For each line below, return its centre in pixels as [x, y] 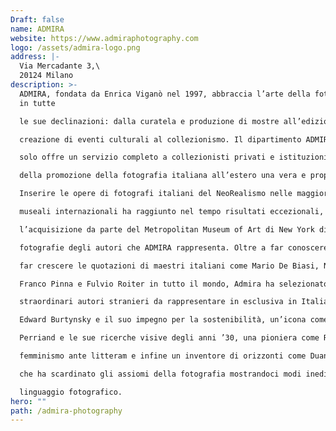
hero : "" [28, 401]
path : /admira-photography [66, 411]
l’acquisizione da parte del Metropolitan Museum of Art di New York [167, 229]
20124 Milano [46, 76]
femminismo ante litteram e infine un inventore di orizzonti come [163, 356]
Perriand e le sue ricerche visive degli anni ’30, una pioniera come [169, 338]
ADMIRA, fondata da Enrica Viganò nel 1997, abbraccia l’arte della [165, 94]
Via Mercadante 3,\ [60, 66]
